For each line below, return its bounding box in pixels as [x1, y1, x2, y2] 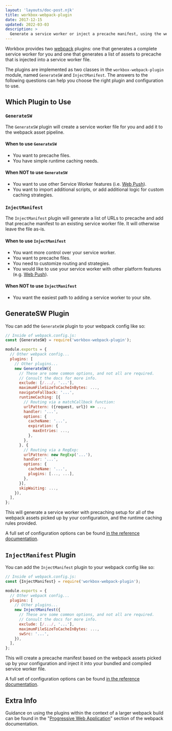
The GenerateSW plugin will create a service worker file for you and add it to [5, 123, 163, 130]
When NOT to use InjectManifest [5, 283, 77, 289]
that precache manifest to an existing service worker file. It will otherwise [5, 221, 160, 227]
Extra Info [5, 696, 37, 705]
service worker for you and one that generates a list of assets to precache [5, 51, 162, 57]
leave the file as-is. [5, 226, 46, 232]
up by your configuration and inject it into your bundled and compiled [5, 661, 152, 667]
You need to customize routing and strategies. [12, 260, 110, 266]
